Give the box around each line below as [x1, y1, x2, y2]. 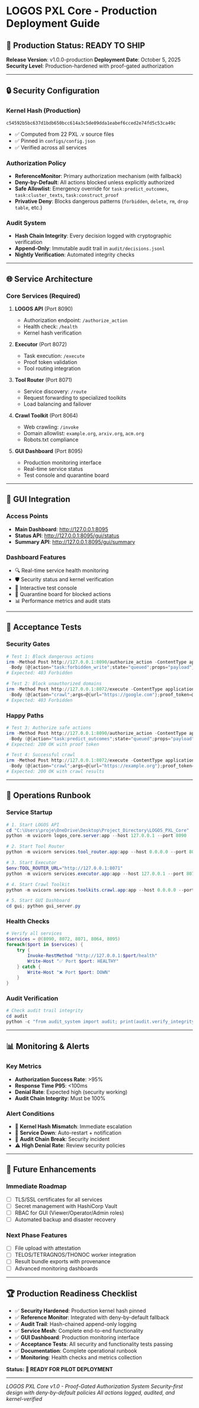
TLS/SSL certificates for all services [14, 1196, 102, 1203]
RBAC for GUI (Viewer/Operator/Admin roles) [14, 1209, 124, 1216]
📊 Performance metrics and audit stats [14, 597, 111, 604]
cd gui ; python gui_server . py [6, 903, 81, 909]
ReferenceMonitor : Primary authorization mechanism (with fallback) [14, 172, 182, 179]
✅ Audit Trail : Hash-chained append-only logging [14, 1321, 137, 1328]
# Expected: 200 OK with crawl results [6, 769, 105, 775]
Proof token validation [23, 358, 78, 365]
